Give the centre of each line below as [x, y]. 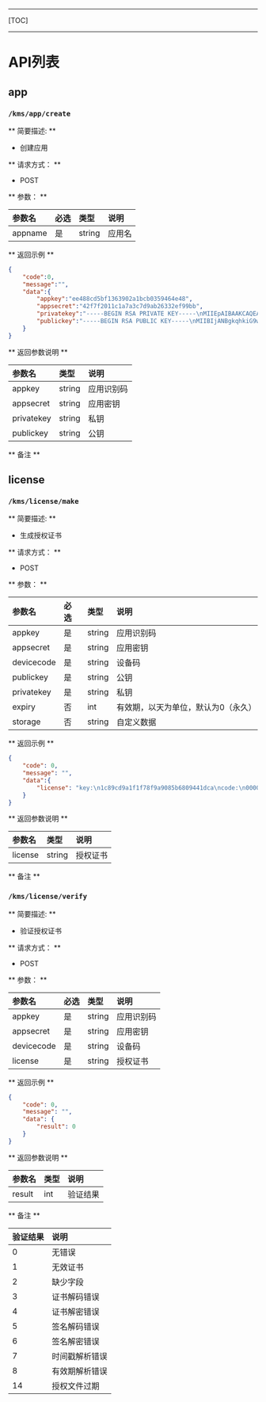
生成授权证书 [40, 535]
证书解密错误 [76, 1312]
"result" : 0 [57, 1127]
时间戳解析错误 [80, 1356]
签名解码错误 [76, 1326]
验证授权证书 [40, 931]
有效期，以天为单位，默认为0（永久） [186, 707]
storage [27, 722]
